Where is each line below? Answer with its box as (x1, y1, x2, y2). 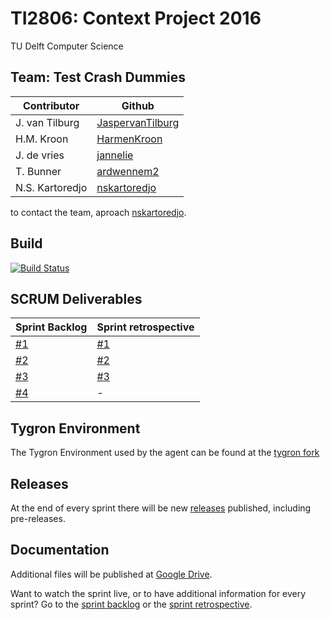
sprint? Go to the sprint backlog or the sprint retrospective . (10, 598, 253, 610)
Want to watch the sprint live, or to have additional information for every (10, 587, 307, 599)
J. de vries (15, 148, 65, 162)
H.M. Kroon (15, 132, 69, 146)
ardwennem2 (96, 164, 160, 178)
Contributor (22, 98, 80, 112)
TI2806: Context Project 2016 (10, 7, 262, 30)
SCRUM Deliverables (10, 290, 143, 307)
